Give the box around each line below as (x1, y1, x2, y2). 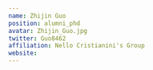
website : (8, 49, 38, 57)
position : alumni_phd (8, 19, 81, 27)
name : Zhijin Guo (8, 11, 66, 20)
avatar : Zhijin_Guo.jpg (8, 27, 88, 35)
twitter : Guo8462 (8, 34, 66, 43)
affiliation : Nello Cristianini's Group (8, 42, 146, 50)
